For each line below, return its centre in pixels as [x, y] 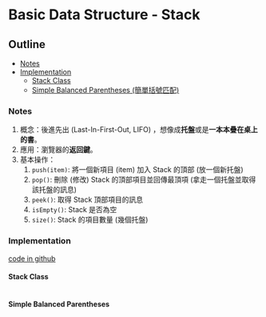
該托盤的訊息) [54, 190]
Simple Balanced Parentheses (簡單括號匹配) [105, 90]
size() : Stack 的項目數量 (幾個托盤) [90, 220]
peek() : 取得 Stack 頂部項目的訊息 [87, 200]
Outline [27, 44]
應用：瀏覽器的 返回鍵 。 [58, 150]
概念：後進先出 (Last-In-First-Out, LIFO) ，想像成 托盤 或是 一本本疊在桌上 [139, 130]
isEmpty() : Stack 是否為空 [74, 210]
